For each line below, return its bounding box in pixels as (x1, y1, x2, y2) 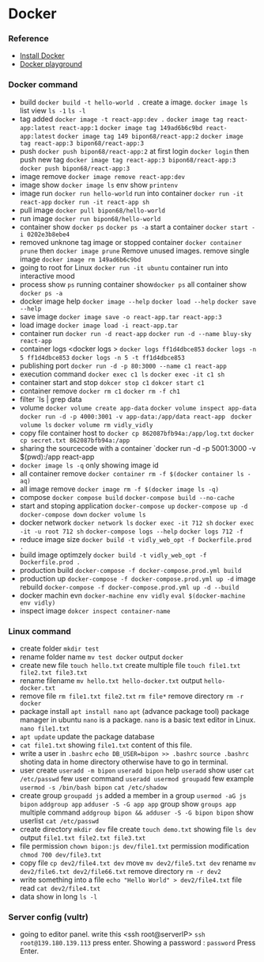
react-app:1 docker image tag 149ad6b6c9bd (58, 124, 203, 132)
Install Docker (19, 51, 65, 60)
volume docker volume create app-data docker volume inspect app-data (19, 403, 257, 412)
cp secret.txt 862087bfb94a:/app (19, 437, 130, 445)
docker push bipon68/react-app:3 (19, 164, 130, 173)
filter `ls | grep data (19, 394, 82, 404)
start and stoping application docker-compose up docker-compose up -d (19, 501, 248, 510)
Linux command (8, 625, 71, 636)
